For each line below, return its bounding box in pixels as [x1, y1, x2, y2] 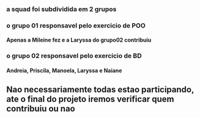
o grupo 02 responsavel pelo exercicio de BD [6, 51, 142, 60]
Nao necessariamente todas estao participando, [6, 84, 194, 95]
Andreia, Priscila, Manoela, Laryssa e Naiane [6, 67, 122, 74]
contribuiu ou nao [6, 103, 75, 114]
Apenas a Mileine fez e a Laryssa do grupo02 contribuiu [6, 36, 152, 44]
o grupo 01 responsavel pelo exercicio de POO [6, 21, 146, 29]
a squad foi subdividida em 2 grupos [6, 5, 117, 13]
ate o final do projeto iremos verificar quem [6, 94, 174, 105]
